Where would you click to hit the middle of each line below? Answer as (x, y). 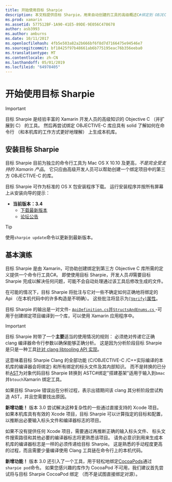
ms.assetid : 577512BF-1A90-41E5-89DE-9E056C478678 (60, 24)
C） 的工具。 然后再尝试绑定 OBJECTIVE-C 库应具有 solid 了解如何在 (88, 125)
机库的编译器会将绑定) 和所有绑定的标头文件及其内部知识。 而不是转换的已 (83, 366)
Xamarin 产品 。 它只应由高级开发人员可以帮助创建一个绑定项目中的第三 (90, 169)
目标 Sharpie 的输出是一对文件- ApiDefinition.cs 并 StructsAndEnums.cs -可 (84, 309)
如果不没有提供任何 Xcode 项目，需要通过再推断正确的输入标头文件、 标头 (83, 431)
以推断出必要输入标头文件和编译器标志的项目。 (54, 420)
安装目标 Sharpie (32, 150)
